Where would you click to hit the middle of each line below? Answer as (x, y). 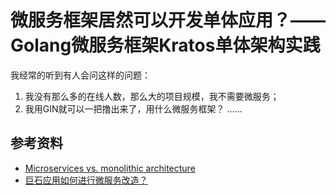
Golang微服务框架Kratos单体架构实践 (165, 45)
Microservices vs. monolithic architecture (110, 168)
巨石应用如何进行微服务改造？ (86, 180)
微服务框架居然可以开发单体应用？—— (168, 20)
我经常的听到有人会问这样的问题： (80, 75)
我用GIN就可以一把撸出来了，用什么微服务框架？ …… (133, 108)
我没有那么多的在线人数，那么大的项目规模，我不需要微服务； (152, 96)
